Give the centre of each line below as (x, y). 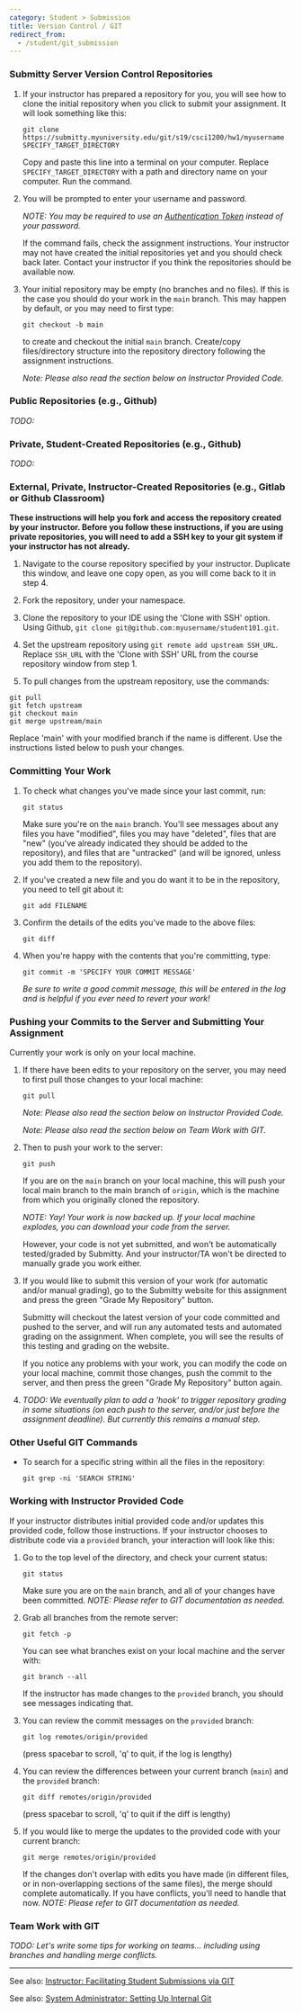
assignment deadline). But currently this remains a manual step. (141, 1419)
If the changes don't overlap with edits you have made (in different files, (155, 1874)
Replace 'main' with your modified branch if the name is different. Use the (146, 738)
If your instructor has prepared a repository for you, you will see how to (154, 94)
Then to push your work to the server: (93, 1147)
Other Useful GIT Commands (73, 1442)
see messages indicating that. (78, 1703)
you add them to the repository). (82, 862)
